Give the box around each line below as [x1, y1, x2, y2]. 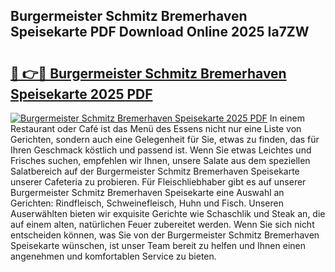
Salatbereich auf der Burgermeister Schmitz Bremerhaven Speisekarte [10, 165, 300, 177]
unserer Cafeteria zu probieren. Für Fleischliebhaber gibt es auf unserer [10, 176, 307, 188]
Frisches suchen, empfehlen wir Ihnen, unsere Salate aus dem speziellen [10, 155, 311, 166]
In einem [269, 112, 305, 124]
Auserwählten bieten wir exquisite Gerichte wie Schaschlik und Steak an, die [10, 208, 326, 219]
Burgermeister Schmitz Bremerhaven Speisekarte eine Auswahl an [10, 187, 285, 198]
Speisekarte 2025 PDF [10, 85, 153, 103]
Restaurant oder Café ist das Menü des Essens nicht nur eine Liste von [10, 123, 302, 134]
